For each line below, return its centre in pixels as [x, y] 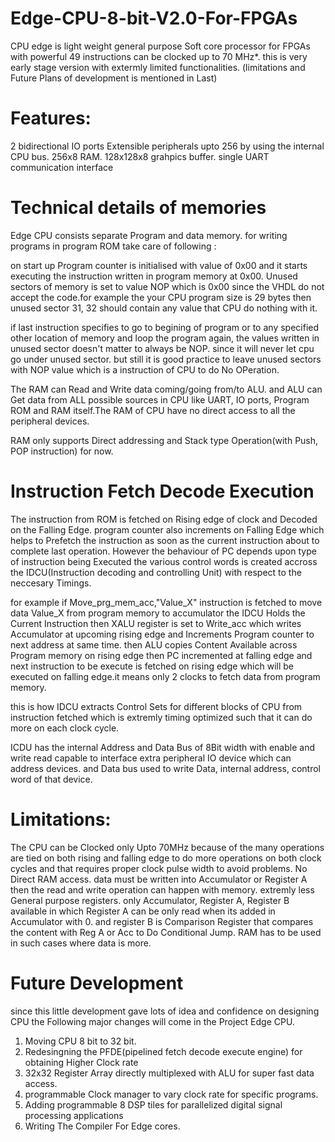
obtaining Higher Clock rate [81, 1062]
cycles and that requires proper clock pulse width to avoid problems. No [159, 868]
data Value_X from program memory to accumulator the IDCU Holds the [158, 613]
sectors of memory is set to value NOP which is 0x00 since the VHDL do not [167, 286]
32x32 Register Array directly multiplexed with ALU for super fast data [169, 1073]
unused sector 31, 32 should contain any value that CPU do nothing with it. [164, 308]
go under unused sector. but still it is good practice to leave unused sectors [166, 359]
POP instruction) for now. [62, 451]
